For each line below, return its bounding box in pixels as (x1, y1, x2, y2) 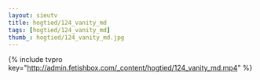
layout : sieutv (8, 11, 58, 20)
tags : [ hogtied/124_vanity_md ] (8, 26, 111, 34)
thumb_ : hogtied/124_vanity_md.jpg (8, 33, 125, 42)
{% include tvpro (8, 55, 63, 64)
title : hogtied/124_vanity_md (8, 19, 108, 27)
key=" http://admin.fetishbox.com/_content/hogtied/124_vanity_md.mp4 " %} (8, 64, 253, 73)
